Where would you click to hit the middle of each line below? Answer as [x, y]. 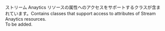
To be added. [19, 24]
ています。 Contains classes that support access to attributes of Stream [82, 14]
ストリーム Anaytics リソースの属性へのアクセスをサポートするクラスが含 [81, 7]
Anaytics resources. [26, 19]
